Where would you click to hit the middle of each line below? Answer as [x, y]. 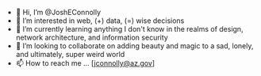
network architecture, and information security [92, 37]
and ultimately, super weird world [70, 54]
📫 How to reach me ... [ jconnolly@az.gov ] [85, 63]
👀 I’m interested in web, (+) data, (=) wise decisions [100, 21]
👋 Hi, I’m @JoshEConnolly [58, 12]
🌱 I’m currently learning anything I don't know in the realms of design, [129, 29]
